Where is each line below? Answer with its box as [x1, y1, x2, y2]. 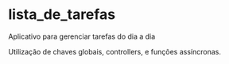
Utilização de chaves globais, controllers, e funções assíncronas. [8, 47, 221, 56]
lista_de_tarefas [8, 6, 116, 24]
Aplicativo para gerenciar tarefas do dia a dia [8, 32, 156, 41]
